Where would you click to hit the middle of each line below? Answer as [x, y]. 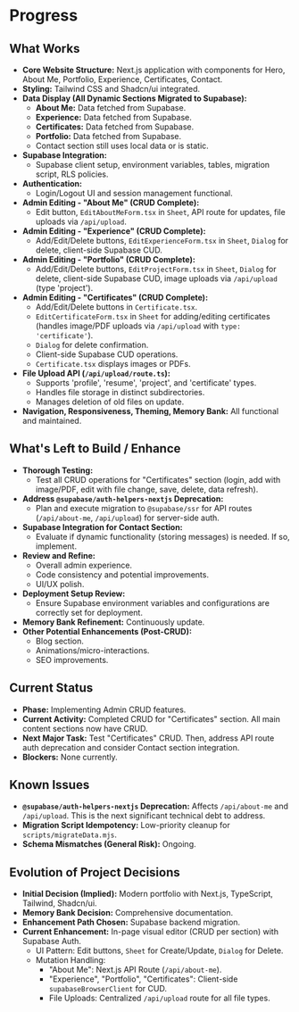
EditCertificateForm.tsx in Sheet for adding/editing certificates [153, 316]
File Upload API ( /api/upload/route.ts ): [96, 373]
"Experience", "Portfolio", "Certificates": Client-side [143, 979]
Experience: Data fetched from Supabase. [113, 117]
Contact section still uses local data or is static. [122, 145]
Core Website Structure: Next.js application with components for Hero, [154, 70]
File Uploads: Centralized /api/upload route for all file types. [159, 998]
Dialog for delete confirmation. [92, 345]
